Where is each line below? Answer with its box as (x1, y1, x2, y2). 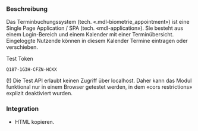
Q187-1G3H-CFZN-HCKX (6, 67, 58, 73)
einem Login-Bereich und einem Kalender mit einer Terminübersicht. (6, 31, 174, 38)
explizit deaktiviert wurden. (6, 90, 73, 97)
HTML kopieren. (14, 118, 55, 125)
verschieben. (6, 43, 39, 51)
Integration (6, 105, 39, 113)
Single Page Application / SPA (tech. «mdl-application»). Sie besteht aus (6, 24, 183, 32)
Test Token (6, 55, 34, 63)
